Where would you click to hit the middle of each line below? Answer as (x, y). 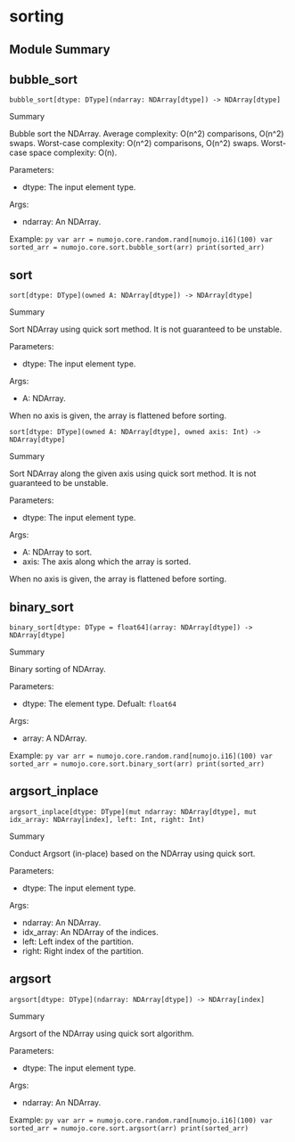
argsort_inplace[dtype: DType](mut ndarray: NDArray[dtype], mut (133, 812)
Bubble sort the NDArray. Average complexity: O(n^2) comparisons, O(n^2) (147, 134)
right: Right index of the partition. (83, 950)
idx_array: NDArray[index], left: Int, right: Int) (107, 819)
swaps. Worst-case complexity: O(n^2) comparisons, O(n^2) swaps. (134, 144)
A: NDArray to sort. (57, 552)
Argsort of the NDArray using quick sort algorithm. (102, 1033)
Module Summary (60, 49)
